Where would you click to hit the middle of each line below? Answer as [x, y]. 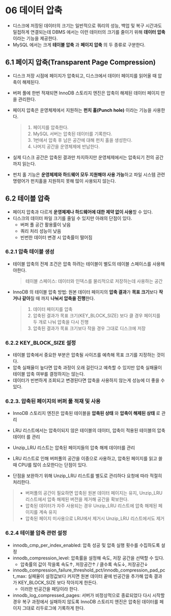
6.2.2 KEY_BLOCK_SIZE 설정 [41, 342]
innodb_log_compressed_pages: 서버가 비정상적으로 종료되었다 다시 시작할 [89, 595]
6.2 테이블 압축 [27, 199]
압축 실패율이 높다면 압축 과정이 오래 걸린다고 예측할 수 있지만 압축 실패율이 [87, 367]
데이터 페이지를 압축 [53, 309]
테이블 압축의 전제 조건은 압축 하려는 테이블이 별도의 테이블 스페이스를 [82, 264]
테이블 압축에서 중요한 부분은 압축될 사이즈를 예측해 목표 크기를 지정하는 [84, 355]
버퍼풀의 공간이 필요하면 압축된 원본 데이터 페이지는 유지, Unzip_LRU [94, 493]
